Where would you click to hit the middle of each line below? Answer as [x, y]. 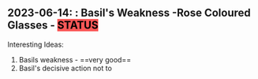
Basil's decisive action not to [65, 68]
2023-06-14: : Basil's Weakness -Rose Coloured [129, 13]
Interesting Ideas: [36, 44]
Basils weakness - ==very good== [75, 59]
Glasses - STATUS [53, 26]
